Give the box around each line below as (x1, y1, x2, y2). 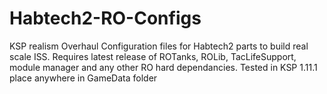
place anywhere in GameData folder (9, 72, 158, 84)
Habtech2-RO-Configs (9, 7, 202, 30)
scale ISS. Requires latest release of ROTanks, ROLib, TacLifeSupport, (9, 50, 297, 62)
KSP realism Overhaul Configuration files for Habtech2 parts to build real (9, 40, 309, 52)
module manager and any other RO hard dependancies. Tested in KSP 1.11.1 (9, 61, 318, 73)
